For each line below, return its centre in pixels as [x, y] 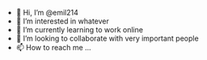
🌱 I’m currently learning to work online [80, 30]
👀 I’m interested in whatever [62, 21]
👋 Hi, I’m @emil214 [47, 13]
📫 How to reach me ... [53, 47]
